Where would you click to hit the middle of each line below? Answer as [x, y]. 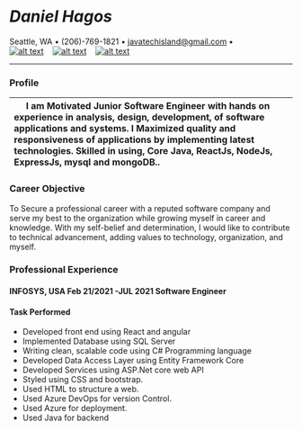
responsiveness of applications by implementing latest [134, 139]
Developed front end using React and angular [107, 332]
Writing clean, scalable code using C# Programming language [137, 351]
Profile [24, 83]
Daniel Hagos [61, 17]
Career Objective [47, 189]
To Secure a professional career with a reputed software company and [140, 208]
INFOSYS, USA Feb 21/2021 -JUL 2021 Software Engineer [118, 291]
